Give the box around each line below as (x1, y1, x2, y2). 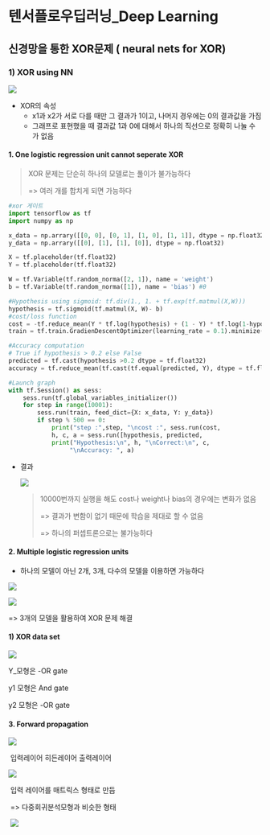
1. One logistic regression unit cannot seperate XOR (8, 150, 184, 159)
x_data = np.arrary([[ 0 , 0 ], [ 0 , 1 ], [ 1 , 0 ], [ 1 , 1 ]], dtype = (8, 231, 225, 240)
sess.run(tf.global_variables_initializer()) (22, 393, 178, 402)
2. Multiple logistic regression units (8, 547, 129, 557)
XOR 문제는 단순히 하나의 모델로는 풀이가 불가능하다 (27, 169, 191, 179)
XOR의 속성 (19, 101, 57, 110)
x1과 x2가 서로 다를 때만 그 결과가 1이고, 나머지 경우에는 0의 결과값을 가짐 (31, 110, 262, 121)
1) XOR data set (8, 632, 60, 642)
